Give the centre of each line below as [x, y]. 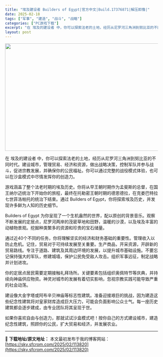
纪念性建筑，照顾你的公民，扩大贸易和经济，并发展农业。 [62, 324]
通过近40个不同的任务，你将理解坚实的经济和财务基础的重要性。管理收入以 [80, 238]
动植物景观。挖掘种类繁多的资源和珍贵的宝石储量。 [56, 228]
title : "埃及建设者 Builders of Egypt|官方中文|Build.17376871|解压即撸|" [77, 9]
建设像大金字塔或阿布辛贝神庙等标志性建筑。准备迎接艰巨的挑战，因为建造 [79, 295]
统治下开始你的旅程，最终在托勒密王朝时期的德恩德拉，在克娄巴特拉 [90, 193]
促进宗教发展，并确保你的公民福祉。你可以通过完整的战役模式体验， [81, 170]
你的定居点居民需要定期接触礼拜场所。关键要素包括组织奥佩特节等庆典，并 [79, 273]
